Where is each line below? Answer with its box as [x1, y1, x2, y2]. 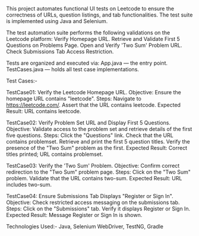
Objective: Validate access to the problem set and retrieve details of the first [6, 126, 192, 132]
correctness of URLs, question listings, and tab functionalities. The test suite [6, 11, 193, 18]
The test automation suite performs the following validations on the [6, 29, 170, 36]
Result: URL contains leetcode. [6, 108, 81, 114]
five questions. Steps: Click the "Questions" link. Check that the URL [6, 132, 173, 139]
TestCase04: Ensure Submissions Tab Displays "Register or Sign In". [6, 193, 173, 199]
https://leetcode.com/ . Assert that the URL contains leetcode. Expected [6, 101, 181, 109]
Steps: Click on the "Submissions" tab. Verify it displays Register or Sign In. [6, 205, 191, 212]
